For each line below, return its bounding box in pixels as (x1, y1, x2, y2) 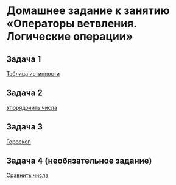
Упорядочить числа (6, 104, 57, 111)
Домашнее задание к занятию (6, 4, 171, 18)
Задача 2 (6, 88, 43, 98)
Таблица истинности (6, 70, 60, 77)
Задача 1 (6, 54, 41, 64)
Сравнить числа (6, 172, 49, 179)
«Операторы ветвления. (6, 16, 137, 31)
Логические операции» (6, 30, 133, 43)
